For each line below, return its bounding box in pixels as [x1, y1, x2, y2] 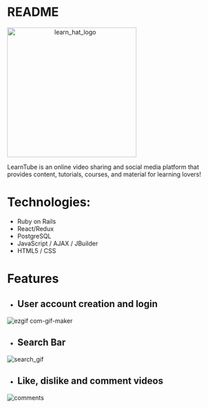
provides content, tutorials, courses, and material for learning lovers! [7, 170, 202, 178]
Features [7, 271, 59, 287]
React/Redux [17, 224, 54, 232]
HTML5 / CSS [17, 246, 56, 254]
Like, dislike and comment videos [17, 375, 164, 387]
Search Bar [17, 337, 66, 349]
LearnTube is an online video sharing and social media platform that [7, 163, 200, 171]
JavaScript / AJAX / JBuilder [17, 239, 98, 248]
